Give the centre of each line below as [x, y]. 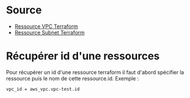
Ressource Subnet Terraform [50, 32]
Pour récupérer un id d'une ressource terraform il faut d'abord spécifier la [95, 72]
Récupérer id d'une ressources [83, 56]
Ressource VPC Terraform [46, 26]
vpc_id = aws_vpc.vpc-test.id [43, 89]
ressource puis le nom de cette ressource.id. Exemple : [72, 78]
